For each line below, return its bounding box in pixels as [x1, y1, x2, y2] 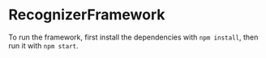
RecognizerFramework [8, 6, 165, 24]
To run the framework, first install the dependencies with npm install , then [8, 32, 259, 42]
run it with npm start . [8, 40, 79, 50]
